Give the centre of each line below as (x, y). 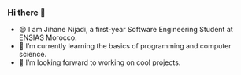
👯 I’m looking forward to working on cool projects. (100, 62)
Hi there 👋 (27, 12)
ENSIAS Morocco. (48, 37)
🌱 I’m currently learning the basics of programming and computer (125, 46)
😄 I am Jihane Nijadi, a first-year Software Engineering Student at (126, 30)
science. (33, 55)
